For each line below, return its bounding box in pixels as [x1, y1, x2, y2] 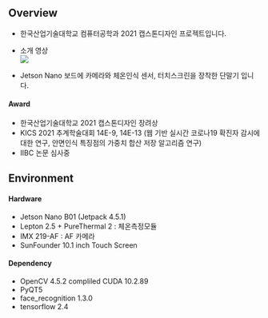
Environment [8, 172, 74, 185]
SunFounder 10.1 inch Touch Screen [19, 240, 138, 250]
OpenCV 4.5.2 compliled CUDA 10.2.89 [19, 276, 149, 286]
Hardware [8, 194, 42, 203]
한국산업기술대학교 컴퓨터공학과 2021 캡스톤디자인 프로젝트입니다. [19, 28, 226, 38]
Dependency [8, 259, 52, 268]
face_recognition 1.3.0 [19, 293, 94, 303]
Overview [8, 6, 58, 20]
